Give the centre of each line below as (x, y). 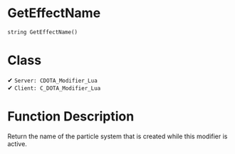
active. (17, 143)
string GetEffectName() (43, 32)
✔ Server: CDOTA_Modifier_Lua (52, 80)
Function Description (71, 117)
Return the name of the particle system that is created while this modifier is (117, 136)
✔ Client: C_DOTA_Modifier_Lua (54, 88)
